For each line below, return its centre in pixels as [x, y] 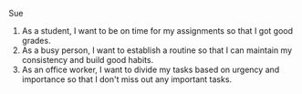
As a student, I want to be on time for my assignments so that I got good [157, 31]
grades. [36, 41]
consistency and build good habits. [88, 60]
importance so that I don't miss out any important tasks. [127, 79]
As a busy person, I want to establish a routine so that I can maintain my [157, 50]
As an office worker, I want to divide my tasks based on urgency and [151, 69]
